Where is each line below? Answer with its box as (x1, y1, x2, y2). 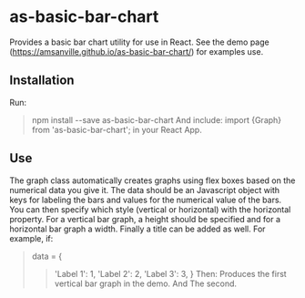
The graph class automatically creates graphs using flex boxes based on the (9, 175, 296, 186)
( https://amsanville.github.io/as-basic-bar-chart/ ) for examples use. (9, 46, 264, 57)
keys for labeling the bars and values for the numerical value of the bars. (9, 194, 282, 205)
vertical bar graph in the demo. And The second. (54, 278, 238, 289)
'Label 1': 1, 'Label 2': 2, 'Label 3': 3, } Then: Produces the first (54, 268, 287, 279)
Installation (9, 73, 75, 88)
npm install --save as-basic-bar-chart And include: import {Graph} (31, 114, 282, 125)
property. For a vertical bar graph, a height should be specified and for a (9, 213, 280, 224)
